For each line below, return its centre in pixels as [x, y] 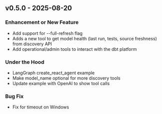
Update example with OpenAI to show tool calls [61, 83]
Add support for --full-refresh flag [47, 33]
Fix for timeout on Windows [41, 107]
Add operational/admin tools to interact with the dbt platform [75, 49]
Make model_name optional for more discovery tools [66, 78]
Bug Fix [14, 96]
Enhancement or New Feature [42, 22]
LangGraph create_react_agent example [53, 73]
